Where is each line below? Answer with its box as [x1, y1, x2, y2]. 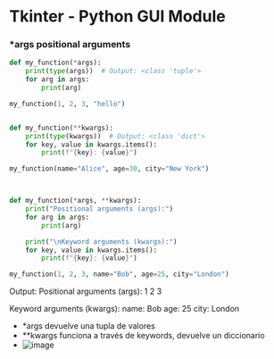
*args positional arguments [9, 38, 131, 51]
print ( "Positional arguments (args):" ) [25, 205, 174, 213]
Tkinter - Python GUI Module [9, 6, 226, 27]
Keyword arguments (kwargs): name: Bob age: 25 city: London [9, 304, 240, 314]
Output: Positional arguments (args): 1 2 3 [9, 286, 162, 296]
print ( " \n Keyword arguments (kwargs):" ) [25, 237, 178, 246]
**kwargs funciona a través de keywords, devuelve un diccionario [21, 330, 265, 341]
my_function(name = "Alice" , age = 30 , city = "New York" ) [9, 164, 210, 173]
